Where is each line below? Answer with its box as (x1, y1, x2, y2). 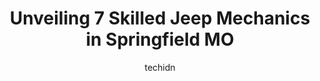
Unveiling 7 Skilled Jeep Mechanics (9, 7, 311, 30)
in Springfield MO (85, 28, 235, 51)
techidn (144, 61, 176, 73)
